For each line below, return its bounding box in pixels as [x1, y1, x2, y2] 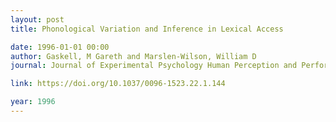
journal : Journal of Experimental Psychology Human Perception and [10, 61, 298, 71]
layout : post [10, 14, 65, 25]
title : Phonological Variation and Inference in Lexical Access [10, 24, 284, 34]
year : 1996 [10, 97, 56, 107]
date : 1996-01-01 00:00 [10, 42, 110, 52]
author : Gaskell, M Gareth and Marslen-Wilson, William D [10, 51, 257, 61]
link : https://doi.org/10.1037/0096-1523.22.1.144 [10, 79, 226, 89]
